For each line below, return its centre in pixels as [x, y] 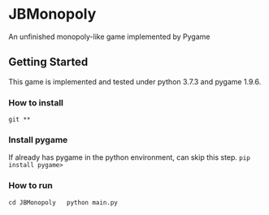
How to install [36, 102]
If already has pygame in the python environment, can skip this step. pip [129, 157]
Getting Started [48, 62]
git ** [20, 120]
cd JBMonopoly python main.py [63, 202]
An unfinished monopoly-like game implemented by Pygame [109, 37]
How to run [30, 186]
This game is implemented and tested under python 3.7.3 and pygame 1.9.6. [135, 81]
